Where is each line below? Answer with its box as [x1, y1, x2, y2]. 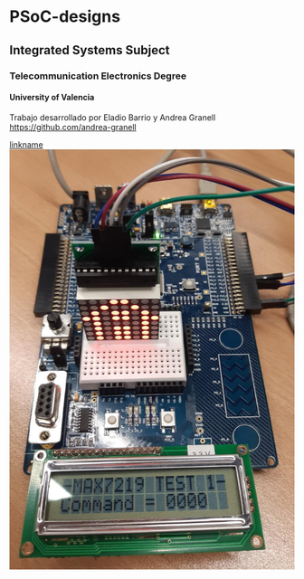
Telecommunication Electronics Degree [9, 70, 187, 82]
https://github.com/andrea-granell [9, 121, 138, 132]
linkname [9, 138, 43, 150]
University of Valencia [9, 92, 95, 103]
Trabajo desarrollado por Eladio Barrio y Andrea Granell [9, 111, 216, 123]
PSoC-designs [9, 6, 120, 27]
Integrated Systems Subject [9, 43, 170, 58]
